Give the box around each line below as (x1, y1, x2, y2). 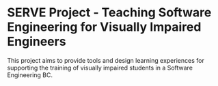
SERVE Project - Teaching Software (7, 5, 212, 20)
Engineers (7, 34, 66, 49)
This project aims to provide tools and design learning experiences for (7, 56, 205, 64)
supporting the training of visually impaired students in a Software (7, 63, 193, 72)
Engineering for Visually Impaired (7, 19, 202, 35)
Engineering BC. (7, 70, 53, 79)
